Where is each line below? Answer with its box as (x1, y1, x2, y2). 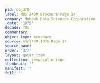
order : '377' (5, 48, 32, 53)
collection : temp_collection (5, 57, 65, 62)
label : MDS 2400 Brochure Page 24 (5, 12, 76, 17)
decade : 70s (5, 25, 29, 30)
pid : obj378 (5, 7, 29, 12)
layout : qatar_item (5, 52, 45, 58)
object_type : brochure (5, 35, 51, 40)
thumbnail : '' (5, 62, 34, 66)
